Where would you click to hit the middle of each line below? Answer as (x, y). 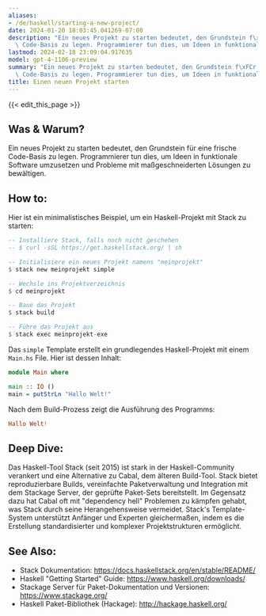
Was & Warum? (46, 129)
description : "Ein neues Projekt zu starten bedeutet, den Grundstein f (131, 38)
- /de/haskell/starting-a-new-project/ (74, 23)
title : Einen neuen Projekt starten (68, 82)
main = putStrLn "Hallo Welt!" (60, 394)
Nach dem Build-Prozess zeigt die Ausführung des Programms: (112, 409)
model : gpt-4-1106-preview (53, 60)
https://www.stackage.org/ (63, 595)
